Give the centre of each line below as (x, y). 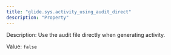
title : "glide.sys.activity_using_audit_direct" (69, 12)
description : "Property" (38, 18)
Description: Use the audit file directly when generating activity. (86, 34)
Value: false (22, 47)
